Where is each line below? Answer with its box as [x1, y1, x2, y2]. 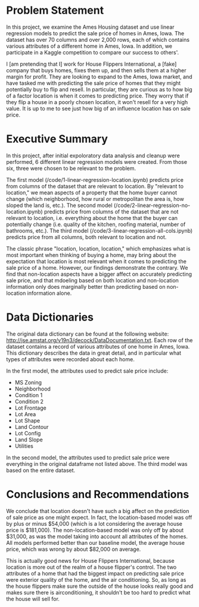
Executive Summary [6, 132, 108, 146]
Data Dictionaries [6, 310, 94, 324]
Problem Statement [6, 4, 104, 17]
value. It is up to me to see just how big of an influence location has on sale [6, 105, 191, 112]
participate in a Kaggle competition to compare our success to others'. [6, 48, 179, 56]
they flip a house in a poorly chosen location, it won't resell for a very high [6, 98, 188, 105]
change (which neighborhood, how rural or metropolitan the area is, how [6, 195, 185, 202]
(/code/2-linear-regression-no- [113, 202, 191, 209]
